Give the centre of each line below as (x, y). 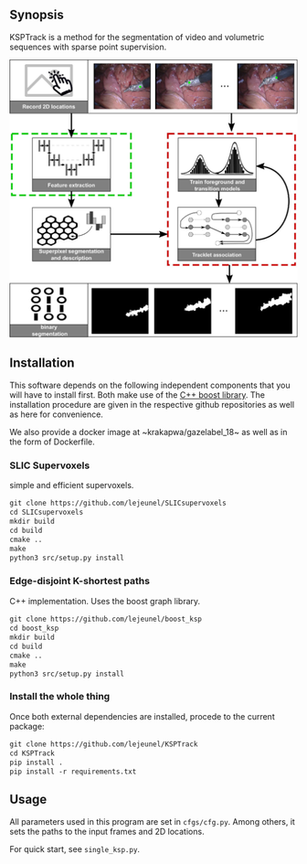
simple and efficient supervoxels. (72, 485)
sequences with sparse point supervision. (88, 47)
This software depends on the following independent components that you (150, 385)
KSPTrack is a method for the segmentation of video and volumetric (137, 37)
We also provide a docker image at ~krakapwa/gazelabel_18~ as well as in (148, 432)
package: (27, 726)
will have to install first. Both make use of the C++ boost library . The (137, 395)
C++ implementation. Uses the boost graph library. (105, 601)
